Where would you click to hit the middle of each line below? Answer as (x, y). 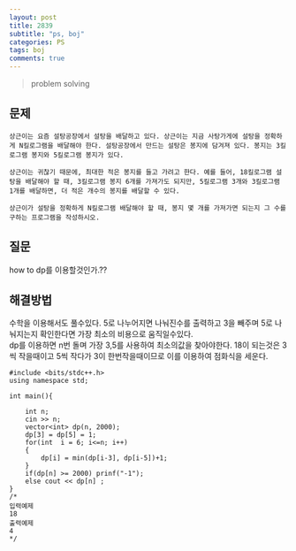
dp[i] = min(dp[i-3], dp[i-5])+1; (104, 458)
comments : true (37, 58)
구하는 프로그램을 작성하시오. (54, 218)
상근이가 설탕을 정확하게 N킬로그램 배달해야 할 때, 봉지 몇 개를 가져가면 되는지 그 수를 (148, 208)
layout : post (33, 17)
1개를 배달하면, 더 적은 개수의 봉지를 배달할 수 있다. (95, 191)
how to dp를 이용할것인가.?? (58, 270)
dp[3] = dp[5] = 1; (61, 435)
